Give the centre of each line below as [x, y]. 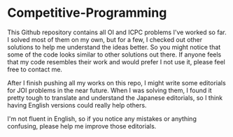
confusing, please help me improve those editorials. [82, 126]
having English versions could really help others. [77, 105]
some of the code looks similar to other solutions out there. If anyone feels [114, 55]
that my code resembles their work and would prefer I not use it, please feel [116, 62]
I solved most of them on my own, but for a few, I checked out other [105, 39]
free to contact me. [35, 69]
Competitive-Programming [87, 13]
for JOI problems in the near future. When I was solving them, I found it [110, 90]
